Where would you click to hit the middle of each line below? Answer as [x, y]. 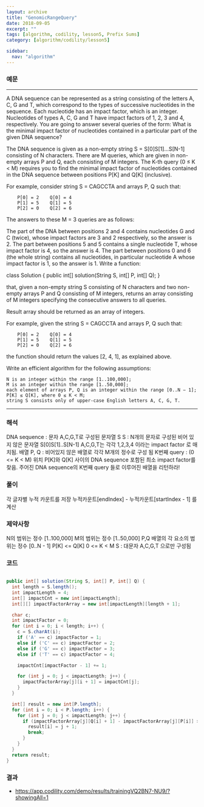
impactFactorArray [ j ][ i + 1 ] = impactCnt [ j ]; [81, 682]
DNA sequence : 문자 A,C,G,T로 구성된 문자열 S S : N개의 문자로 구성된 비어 [97, 437]
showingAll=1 [32, 797]
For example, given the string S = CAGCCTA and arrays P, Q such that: [94, 324]
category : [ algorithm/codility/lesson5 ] [58, 40]
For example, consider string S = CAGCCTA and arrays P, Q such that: [93, 186]
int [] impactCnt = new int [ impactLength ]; [66, 598]
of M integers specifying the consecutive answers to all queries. [87, 300]
